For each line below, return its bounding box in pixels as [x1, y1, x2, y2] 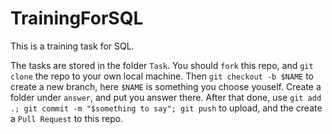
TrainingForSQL [10, 7, 144, 30]
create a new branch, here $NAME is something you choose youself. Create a [10, 80, 322, 92]
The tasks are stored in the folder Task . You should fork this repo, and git [10, 59, 314, 71]
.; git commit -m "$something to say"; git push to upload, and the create [10, 102, 323, 114]
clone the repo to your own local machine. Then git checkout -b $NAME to [10, 70, 314, 82]
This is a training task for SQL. [10, 40, 135, 52]
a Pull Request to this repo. [10, 112, 124, 124]
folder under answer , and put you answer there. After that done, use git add [10, 91, 322, 103]
